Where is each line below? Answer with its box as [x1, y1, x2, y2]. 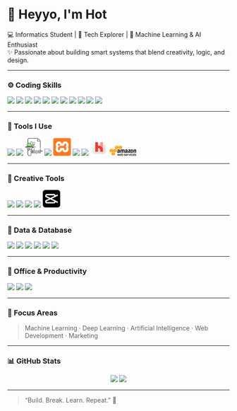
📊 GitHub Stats [7, 356, 61, 366]
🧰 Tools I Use [7, 122, 53, 132]
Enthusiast [7, 40, 38, 49]
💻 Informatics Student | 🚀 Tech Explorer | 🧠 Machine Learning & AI [7, 30, 202, 38]
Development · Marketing [24, 332, 99, 340]
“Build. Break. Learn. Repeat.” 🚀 [24, 396, 117, 405]
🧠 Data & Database [7, 226, 72, 236]
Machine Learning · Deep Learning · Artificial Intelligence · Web [24, 324, 209, 332]
